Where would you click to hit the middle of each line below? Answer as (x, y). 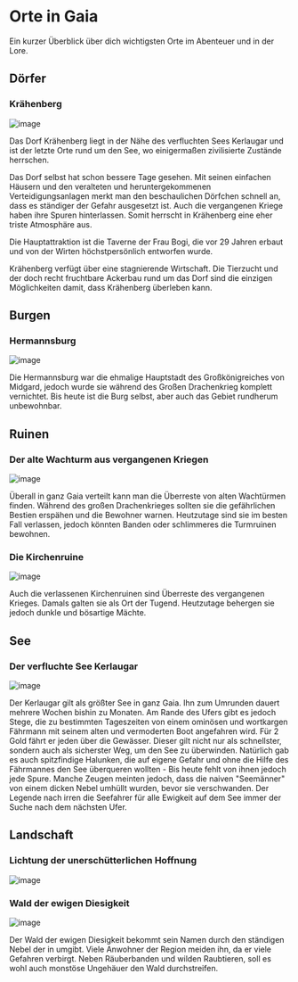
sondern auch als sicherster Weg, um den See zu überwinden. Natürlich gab (149, 750)
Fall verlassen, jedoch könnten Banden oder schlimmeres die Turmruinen (143, 524)
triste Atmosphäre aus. (51, 224)
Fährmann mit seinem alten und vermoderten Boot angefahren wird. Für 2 (144, 731)
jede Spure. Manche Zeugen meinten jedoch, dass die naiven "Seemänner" (147, 779)
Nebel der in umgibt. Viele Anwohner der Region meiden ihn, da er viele (140, 949)
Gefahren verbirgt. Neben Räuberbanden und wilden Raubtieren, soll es (140, 958)
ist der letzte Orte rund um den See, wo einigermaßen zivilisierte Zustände (145, 150)
